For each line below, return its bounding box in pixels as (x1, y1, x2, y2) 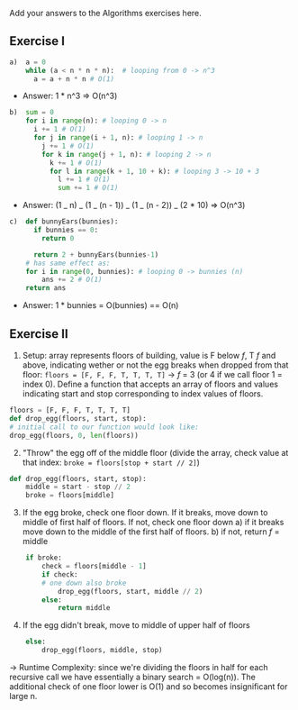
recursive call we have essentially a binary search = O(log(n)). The (9, 671, 257, 682)
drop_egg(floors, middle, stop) (41, 646, 164, 655)
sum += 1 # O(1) (57, 184, 119, 193)
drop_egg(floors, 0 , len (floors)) (9, 431, 140, 440)
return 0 (41, 233, 75, 242)
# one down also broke (41, 578, 127, 587)
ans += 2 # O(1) (41, 275, 103, 285)
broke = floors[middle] (25, 491, 115, 500)
